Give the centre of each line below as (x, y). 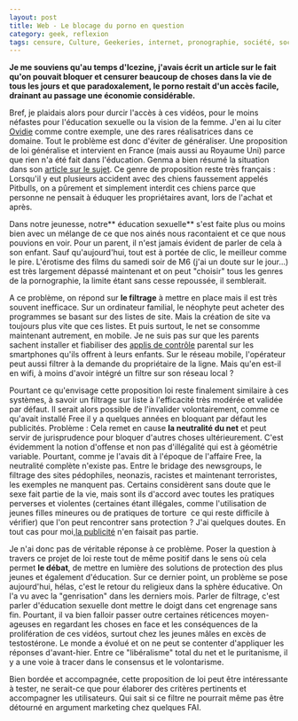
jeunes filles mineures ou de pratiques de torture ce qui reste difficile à (139, 513)
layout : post (33, 17)
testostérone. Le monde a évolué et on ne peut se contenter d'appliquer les (147, 643)
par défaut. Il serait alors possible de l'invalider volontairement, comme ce (144, 410)
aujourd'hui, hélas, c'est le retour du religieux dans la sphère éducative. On (146, 587)
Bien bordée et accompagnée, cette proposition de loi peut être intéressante (149, 679)
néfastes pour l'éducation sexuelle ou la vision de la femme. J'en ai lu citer (145, 122)
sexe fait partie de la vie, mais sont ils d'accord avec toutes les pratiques (142, 494)
